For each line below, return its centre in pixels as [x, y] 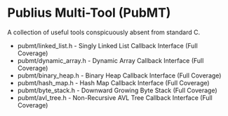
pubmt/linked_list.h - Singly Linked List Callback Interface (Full [107, 45]
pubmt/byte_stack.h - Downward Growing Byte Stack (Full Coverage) [117, 90]
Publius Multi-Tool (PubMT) [89, 13]
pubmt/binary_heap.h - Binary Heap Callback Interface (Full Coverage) [119, 75]
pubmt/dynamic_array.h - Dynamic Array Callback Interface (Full [110, 60]
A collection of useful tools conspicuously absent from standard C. [104, 32]
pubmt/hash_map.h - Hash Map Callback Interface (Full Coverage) [113, 82]
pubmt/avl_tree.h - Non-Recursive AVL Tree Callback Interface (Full [115, 97]
